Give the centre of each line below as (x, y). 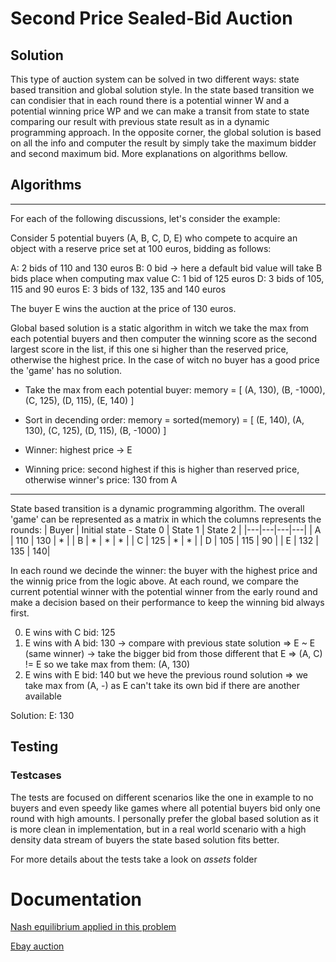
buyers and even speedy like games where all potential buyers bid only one (165, 808)
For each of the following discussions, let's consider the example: (145, 218)
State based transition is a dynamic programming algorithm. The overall (157, 508)
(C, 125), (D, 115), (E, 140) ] (79, 400)
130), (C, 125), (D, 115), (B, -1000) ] (95, 430)
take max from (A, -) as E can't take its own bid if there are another (162, 685)
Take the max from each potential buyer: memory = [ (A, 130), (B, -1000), (175, 389)
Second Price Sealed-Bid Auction (151, 18)
